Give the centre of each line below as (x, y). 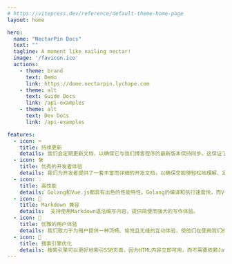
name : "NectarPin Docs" (47, 39)
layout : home (26, 20)
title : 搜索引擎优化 (46, 243)
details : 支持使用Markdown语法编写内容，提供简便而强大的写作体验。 (109, 212)
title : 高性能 (38, 186)
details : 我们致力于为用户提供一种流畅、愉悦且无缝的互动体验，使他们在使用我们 (121, 231)
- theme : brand (41, 71)
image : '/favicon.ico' (46, 58)
